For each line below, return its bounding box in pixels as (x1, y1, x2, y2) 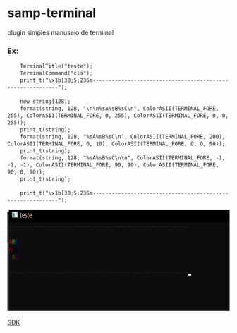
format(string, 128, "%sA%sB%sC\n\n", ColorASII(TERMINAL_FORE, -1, (20, 155, 226, 162)
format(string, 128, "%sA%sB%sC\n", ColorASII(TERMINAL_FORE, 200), (20, 133, 226, 140)
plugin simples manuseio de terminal (7, 28, 114, 37)
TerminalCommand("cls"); (20, 70, 93, 77)
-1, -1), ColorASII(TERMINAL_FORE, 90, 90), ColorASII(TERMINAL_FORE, (7, 162, 219, 169)
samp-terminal (7, 5, 97, 21)
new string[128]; (20, 98, 71, 105)
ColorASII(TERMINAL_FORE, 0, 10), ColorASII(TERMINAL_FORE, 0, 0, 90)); (7, 140, 226, 147)
